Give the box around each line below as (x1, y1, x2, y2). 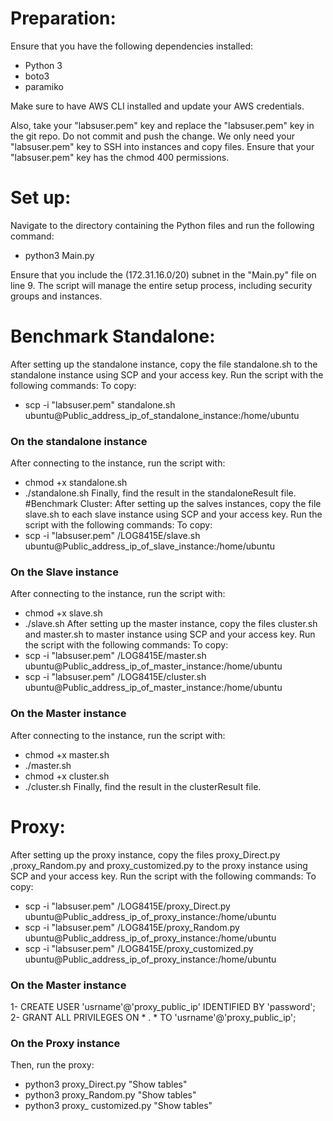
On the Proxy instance (10, 1036, 121, 1050)
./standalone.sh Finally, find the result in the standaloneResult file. (24, 487, 297, 499)
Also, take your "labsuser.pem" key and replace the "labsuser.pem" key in (10, 119, 315, 131)
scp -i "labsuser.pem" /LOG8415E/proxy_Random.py (24, 921, 240, 933)
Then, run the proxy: (10, 1059, 95, 1071)
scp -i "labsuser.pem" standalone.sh (24, 398, 176, 411)
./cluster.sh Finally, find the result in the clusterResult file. (24, 780, 262, 792)
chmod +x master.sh (24, 748, 110, 761)
